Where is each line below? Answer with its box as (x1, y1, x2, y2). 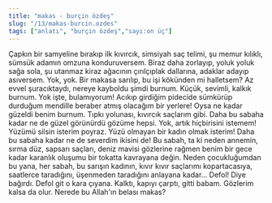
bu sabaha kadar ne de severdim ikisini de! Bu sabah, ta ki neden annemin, (8, 136, 258, 145)
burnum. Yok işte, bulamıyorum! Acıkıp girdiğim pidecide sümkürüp (8, 93, 233, 102)
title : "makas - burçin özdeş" (8, 11, 114, 20)
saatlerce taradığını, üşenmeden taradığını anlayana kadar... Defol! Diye (8, 170, 246, 179)
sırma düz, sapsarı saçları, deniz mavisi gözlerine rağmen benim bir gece (8, 144, 253, 154)
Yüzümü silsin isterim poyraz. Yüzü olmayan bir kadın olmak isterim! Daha (8, 127, 255, 136)
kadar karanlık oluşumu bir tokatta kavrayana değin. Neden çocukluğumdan (8, 153, 261, 162)
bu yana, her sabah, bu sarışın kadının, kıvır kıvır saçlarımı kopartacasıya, (8, 162, 253, 171)
